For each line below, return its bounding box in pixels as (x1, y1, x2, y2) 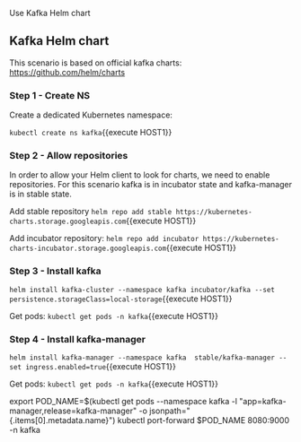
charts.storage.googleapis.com (9, 217, 127, 227)
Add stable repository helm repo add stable (9, 206, 173, 217)
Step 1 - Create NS (9, 89, 91, 101)
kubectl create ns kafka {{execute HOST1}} (9, 127, 173, 138)
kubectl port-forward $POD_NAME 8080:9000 (117, 415, 290, 425)
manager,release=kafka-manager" (9, 405, 137, 416)
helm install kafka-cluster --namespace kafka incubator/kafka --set (9, 285, 276, 294)
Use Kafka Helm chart (9, 8, 92, 18)
